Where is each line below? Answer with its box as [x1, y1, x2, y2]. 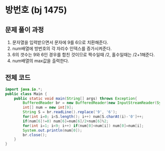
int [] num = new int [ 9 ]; [23, 105, 74, 110]
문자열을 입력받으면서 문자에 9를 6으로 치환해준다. [12, 40, 109, 45]
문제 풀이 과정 [5, 25, 44, 34]
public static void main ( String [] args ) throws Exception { [14, 96, 137, 101]
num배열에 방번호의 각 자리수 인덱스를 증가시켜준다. [12, 46, 112, 51]
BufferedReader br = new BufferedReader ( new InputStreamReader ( [23, 101, 157, 105]
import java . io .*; [5, 87, 43, 92]
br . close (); [23, 132, 48, 137]
